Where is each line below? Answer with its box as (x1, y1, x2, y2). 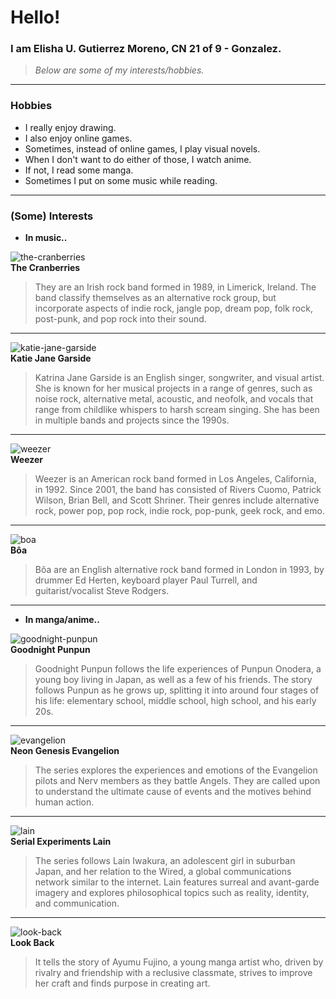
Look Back (10, 937, 55, 949)
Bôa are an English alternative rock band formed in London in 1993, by (34, 564, 325, 576)
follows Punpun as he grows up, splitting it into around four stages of (34, 684, 320, 696)
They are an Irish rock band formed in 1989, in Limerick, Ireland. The (34, 281, 317, 293)
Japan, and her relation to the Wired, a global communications (34, 866, 292, 878)
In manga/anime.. (24, 614, 100, 626)
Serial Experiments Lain (10, 836, 112, 848)
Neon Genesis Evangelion (10, 745, 120, 757)
